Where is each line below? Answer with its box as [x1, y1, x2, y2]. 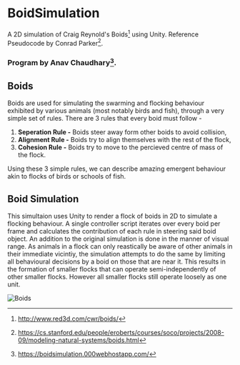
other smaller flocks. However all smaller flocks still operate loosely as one [7, 273, 227, 281]
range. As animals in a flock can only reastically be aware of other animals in [7, 242, 233, 251]
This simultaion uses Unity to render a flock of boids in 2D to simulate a [7, 212, 218, 221]
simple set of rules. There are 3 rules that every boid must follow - [7, 114, 202, 123]
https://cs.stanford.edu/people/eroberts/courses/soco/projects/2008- [17, 329, 225, 337]
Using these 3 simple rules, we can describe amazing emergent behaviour [7, 164, 226, 173]
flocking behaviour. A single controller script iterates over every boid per [7, 219, 221, 228]
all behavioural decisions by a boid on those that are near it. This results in [7, 257, 226, 266]
